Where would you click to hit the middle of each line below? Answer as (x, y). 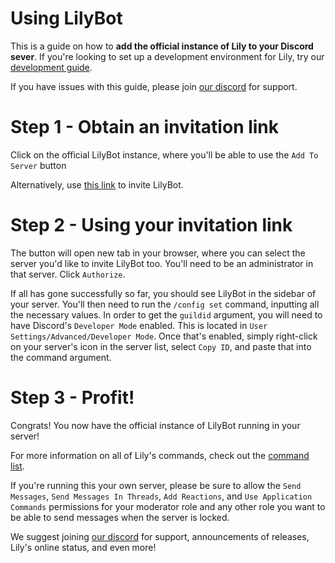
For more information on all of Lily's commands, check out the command (160, 455)
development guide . (51, 67)
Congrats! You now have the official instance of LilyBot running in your (155, 425)
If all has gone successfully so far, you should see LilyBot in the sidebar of (163, 293)
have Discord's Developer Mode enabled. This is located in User (139, 325)
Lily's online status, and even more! (83, 547)
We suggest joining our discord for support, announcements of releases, (160, 536)
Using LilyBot (66, 18)
